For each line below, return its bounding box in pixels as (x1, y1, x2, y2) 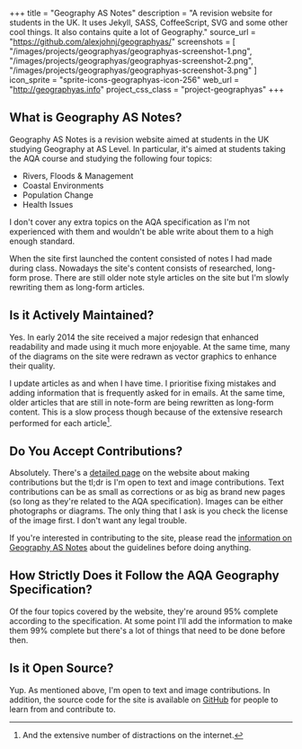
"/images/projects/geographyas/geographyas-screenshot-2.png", (9, 56, 254, 66)
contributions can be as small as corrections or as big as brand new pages (9, 486, 286, 497)
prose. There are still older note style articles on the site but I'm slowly (28, 272, 289, 282)
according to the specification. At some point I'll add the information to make (9, 615, 293, 626)
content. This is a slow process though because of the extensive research (9, 406, 283, 417)
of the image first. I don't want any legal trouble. (9, 515, 187, 526)
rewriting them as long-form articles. (9, 281, 146, 292)
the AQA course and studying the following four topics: (9, 153, 213, 164)
